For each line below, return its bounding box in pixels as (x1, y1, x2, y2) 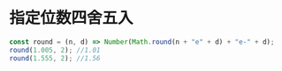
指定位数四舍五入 (9, 8, 134, 28)
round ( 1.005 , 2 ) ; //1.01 (9, 46, 101, 54)
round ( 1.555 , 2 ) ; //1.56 (9, 53, 101, 62)
